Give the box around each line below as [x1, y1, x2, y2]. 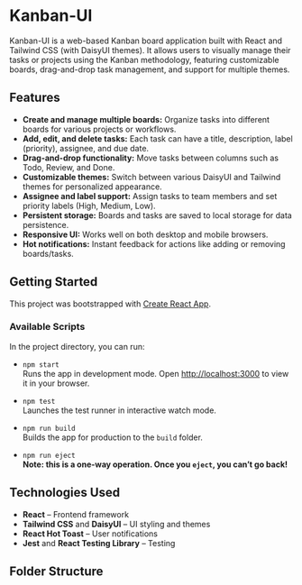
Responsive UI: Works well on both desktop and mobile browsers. [22, 229, 269, 240]
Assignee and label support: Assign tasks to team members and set [22, 190, 278, 201]
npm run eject [22, 451, 76, 460]
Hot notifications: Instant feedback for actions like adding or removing [22, 238, 286, 249]
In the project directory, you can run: [9, 341, 145, 352]
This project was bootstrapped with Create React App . [9, 298, 212, 309]
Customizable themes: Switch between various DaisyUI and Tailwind [22, 171, 281, 182]
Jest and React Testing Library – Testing [22, 537, 176, 548]
